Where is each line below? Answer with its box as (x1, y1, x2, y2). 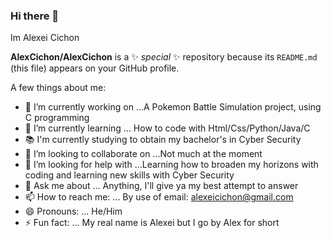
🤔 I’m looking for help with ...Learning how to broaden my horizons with (24, 159, 319, 171)
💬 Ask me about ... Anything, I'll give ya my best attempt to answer (24, 180, 299, 192)
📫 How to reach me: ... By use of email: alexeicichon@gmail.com (24, 191, 294, 203)
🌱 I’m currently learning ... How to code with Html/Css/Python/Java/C (24, 122, 311, 134)
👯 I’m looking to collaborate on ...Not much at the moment (24, 148, 263, 160)
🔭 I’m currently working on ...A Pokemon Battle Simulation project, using (24, 101, 322, 113)
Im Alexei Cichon (10, 32, 80, 44)
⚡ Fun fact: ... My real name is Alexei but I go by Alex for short (24, 217, 280, 229)
